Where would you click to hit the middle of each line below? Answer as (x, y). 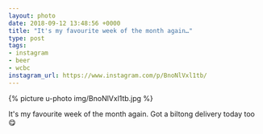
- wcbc (19, 68)
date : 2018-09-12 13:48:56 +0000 (65, 23)
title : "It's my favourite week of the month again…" (101, 30)
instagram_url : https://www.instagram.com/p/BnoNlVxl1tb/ (108, 75)
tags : (17, 46)
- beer (19, 61)
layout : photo (32, 16)
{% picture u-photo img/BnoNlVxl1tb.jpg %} (81, 98)
